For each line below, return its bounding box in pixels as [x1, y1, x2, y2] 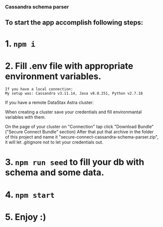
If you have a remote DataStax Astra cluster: [5, 100, 94, 105]
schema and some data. [5, 167, 104, 178]
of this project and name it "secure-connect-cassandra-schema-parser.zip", [5, 134, 159, 140]
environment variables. [5, 71, 102, 82]
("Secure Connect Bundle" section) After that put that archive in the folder [5, 129, 154, 135]
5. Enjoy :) [5, 211, 46, 223]
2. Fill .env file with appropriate [5, 60, 133, 71]
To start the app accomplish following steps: [5, 19, 143, 27]
